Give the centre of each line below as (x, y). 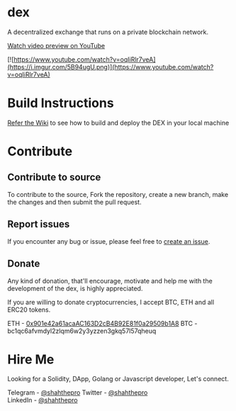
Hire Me (31, 359)
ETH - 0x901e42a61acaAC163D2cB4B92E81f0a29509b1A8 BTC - (102, 323)
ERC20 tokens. (29, 310)
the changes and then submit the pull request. (74, 202)
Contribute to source (54, 178)
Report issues (39, 224)
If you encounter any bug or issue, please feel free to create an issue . (109, 241)
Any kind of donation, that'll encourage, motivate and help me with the (110, 281)
